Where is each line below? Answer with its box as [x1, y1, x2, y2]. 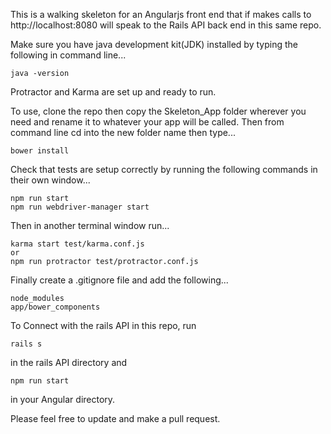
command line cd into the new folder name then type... [10, 127, 236, 138]
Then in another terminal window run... [10, 220, 170, 231]
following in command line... [10, 49, 127, 61]
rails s [10, 339, 43, 349]
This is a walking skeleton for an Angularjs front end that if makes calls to [10, 9, 312, 20]
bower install [10, 146, 70, 156]
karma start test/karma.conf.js [10, 239, 145, 249]
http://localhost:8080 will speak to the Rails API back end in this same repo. [10, 19, 322, 31]
